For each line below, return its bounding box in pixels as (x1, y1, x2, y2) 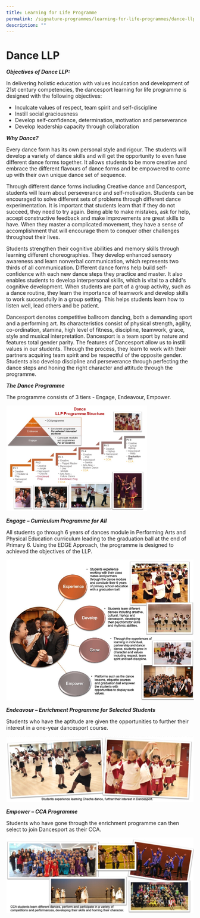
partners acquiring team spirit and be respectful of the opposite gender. (6, 351, 183, 359)
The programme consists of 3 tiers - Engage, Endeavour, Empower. (6, 394, 171, 401)
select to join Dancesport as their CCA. (6, 826, 102, 833)
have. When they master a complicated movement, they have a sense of (6, 221, 183, 228)
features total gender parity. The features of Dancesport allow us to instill (6, 339, 186, 346)
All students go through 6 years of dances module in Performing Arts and (6, 528, 186, 536)
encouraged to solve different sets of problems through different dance (6, 195, 182, 203)
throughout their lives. (6, 234, 61, 241)
